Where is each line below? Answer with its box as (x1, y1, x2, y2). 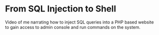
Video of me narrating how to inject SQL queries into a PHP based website (5, 19, 154, 25)
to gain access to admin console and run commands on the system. (5, 24, 141, 30)
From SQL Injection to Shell (5, 3, 117, 14)
